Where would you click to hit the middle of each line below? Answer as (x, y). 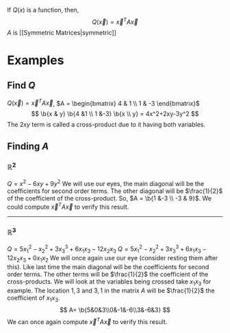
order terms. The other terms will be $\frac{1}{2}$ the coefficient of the (108, 274)
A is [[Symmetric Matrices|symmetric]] (62, 32)
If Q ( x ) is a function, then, (43, 10)
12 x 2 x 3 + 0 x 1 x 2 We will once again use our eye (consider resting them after (113, 259)
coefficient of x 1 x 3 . (34, 298)
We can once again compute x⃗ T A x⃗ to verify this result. (87, 321)
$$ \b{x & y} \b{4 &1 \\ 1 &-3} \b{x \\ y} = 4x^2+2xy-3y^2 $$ (115, 114)
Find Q (21, 85)
